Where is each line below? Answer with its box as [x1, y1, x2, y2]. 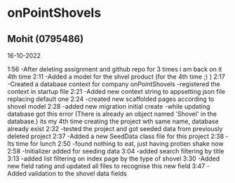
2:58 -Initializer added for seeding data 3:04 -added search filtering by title [7, 147, 224, 155]
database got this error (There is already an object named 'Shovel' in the [7, 110, 217, 118]
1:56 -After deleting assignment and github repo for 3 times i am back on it [7, 65, 222, 73]
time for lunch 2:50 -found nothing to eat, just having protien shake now [15, 140, 224, 148]
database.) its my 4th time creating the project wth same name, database [7, 117, 219, 126]
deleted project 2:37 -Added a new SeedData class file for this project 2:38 [7, 132, 224, 140]
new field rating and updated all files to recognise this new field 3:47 [7, 162, 206, 170]
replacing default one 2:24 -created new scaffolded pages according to [7, 95, 215, 103]
